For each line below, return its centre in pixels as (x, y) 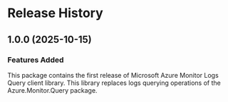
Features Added (36, 60)
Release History (55, 13)
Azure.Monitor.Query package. (52, 90)
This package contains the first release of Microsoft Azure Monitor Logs (113, 75)
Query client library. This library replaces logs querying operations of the (114, 83)
